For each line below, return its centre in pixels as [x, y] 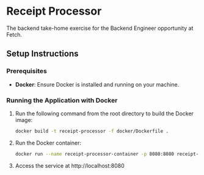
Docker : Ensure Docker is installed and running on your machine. [97, 84]
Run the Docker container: [48, 143]
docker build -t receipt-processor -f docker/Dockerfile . [92, 131]
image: [24, 120]
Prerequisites [27, 71]
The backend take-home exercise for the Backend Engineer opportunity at [100, 28]
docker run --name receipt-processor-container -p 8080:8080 [95, 154]
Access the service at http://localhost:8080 [70, 165]
